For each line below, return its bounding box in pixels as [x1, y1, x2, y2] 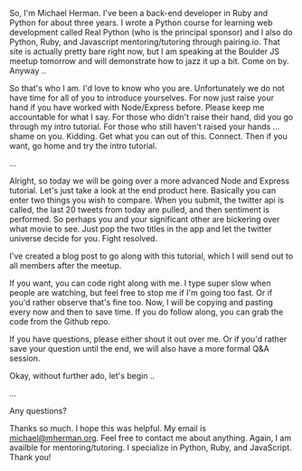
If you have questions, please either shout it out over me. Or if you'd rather [9, 334, 288, 344]
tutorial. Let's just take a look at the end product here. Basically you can [9, 185, 277, 195]
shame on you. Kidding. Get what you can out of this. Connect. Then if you [9, 131, 288, 141]
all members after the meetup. [9, 260, 122, 270]
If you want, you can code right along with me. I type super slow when [9, 278, 271, 288]
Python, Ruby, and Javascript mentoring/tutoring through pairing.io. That [9, 36, 280, 47]
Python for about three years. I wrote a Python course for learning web [9, 17, 273, 28]
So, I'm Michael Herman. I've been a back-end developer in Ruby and [9, 8, 269, 18]
